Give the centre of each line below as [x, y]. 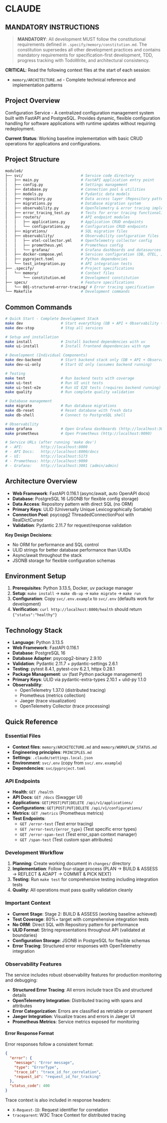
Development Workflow [34, 853]
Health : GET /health [33, 792]
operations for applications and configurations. [53, 143]
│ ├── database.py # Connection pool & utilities [75, 190]
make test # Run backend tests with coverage [70, 378]
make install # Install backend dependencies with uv [75, 342]
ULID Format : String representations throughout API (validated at [79, 930]
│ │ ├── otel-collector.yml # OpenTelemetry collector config [79, 240]
